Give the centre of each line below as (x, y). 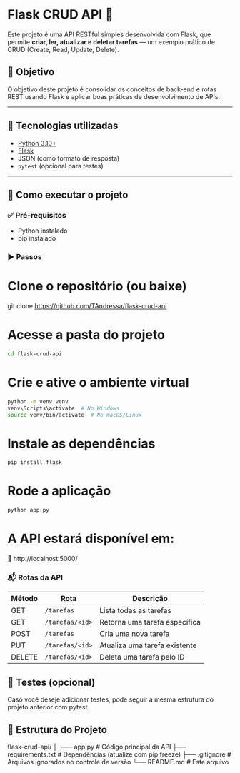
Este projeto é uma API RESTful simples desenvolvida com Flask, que (109, 34)
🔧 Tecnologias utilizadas (63, 126)
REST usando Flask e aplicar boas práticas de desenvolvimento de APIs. (114, 96)
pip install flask (35, 463)
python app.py (29, 510)
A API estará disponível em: (91, 539)
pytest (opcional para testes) (60, 166)
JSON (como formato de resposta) (69, 158)
